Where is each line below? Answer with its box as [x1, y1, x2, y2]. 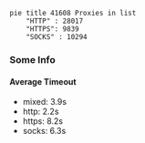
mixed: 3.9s [22, 97, 67, 107]
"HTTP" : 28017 [26, 16, 84, 26]
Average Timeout [9, 76, 77, 87]
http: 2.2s [22, 106, 59, 117]
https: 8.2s [22, 116, 64, 127]
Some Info [9, 53, 57, 66]
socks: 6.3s [22, 126, 67, 137]
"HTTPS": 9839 [26, 25, 79, 34]
